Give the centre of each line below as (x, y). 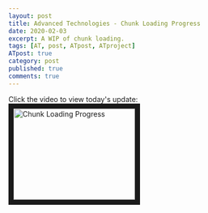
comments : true (34, 76)
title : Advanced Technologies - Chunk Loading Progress (104, 23)
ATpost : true (30, 53)
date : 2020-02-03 (38, 31)
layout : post (30, 16)
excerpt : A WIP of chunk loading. (67, 38)
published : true (36, 69)
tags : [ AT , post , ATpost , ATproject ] (72, 46)
